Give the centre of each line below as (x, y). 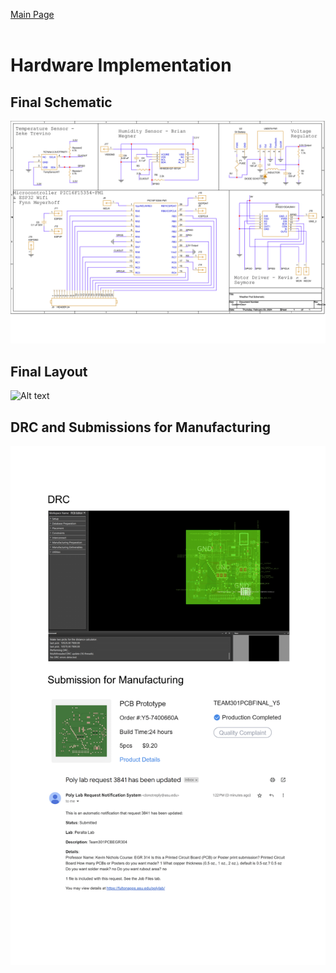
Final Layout (49, 371)
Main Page (32, 14)
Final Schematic (61, 102)
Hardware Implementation (121, 65)
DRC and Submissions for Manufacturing (140, 427)
